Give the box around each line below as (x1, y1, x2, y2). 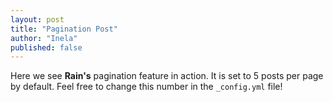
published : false (10, 42, 83, 53)
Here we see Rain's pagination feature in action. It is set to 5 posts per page (10, 70, 324, 82)
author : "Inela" (10, 33, 78, 43)
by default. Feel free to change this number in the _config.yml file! (10, 81, 283, 93)
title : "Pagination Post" (10, 24, 118, 34)
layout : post (10, 14, 65, 25)
